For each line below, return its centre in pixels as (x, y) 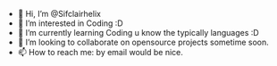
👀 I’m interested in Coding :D (70, 23)
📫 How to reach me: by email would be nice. (100, 52)
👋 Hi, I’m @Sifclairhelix (59, 14)
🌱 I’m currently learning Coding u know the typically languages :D (138, 33)
